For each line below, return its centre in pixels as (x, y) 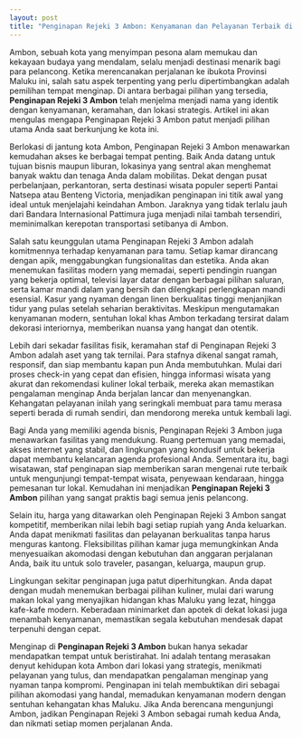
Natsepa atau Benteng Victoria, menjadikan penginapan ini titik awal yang (146, 195)
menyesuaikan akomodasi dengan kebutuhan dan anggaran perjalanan (141, 553)
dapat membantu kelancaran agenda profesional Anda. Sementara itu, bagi (149, 459)
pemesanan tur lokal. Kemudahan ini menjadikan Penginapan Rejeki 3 (140, 488)
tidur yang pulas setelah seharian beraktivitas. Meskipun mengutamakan (145, 308)
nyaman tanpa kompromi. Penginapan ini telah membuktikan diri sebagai (145, 685)
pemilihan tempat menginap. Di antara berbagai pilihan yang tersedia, (139, 91)
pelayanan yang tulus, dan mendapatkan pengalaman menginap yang (139, 675)
